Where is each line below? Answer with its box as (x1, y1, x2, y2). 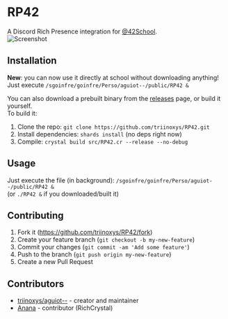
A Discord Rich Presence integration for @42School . (7, 27, 158, 36)
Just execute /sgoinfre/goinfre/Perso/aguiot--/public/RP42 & (7, 81, 189, 89)
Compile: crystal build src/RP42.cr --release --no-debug (17, 137, 188, 146)
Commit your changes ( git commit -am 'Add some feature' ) (17, 243, 190, 251)
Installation (7, 55, 57, 67)
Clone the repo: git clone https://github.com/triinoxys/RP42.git (17, 123, 210, 131)
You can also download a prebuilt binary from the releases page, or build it (7, 94, 221, 102)
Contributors (7, 278, 65, 290)
